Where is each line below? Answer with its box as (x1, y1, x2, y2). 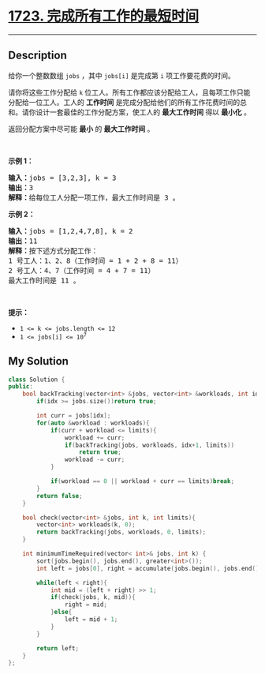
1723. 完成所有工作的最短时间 (8, 7, 200, 25)
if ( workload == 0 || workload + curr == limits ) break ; (50, 477, 235, 485)
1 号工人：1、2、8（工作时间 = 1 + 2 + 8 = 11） (8, 256, 183, 265)
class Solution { (8, 376, 65, 384)
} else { (50, 608, 73, 616)
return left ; (36, 644, 80, 652)
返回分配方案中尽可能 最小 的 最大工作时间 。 (8, 124, 155, 133)
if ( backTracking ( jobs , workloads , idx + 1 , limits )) (64, 441, 235, 449)
